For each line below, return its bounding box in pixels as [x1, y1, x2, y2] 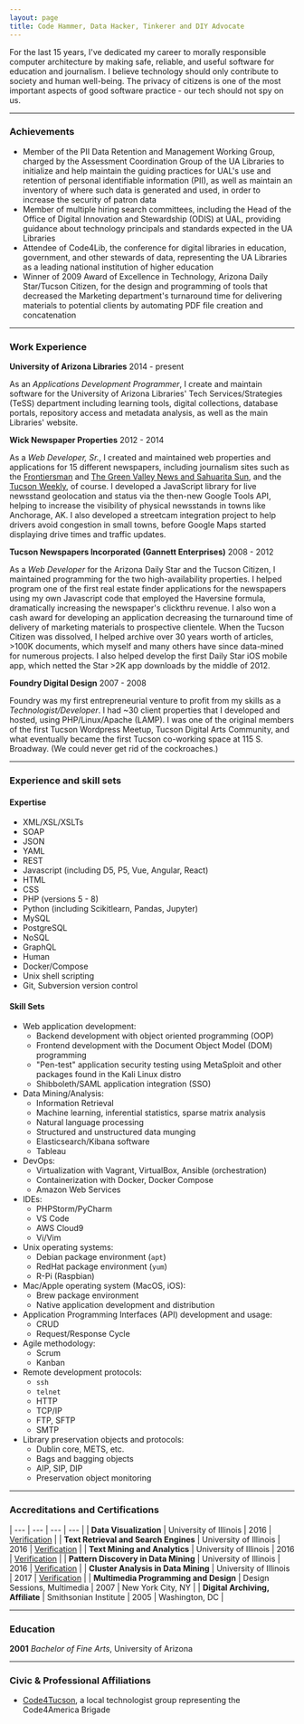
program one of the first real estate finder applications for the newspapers [9, 583, 287, 594]
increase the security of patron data [22, 194, 157, 204]
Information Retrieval [35, 1098, 115, 1109]
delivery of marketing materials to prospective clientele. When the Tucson [9, 621, 285, 633]
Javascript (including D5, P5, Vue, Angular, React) [22, 865, 209, 876]
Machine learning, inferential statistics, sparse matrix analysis [35, 1107, 266, 1118]
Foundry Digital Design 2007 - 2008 [9, 677, 147, 688]
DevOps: [22, 1155, 56, 1167]
